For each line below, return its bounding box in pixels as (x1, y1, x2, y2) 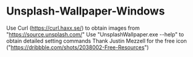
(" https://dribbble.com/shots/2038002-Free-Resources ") (6, 44, 149, 51)
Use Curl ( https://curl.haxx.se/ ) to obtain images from (6, 24, 140, 32)
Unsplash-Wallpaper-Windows (6, 4, 165, 18)
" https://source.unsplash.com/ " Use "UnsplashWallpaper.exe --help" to (6, 30, 185, 38)
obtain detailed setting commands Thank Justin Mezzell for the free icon (6, 37, 188, 44)
